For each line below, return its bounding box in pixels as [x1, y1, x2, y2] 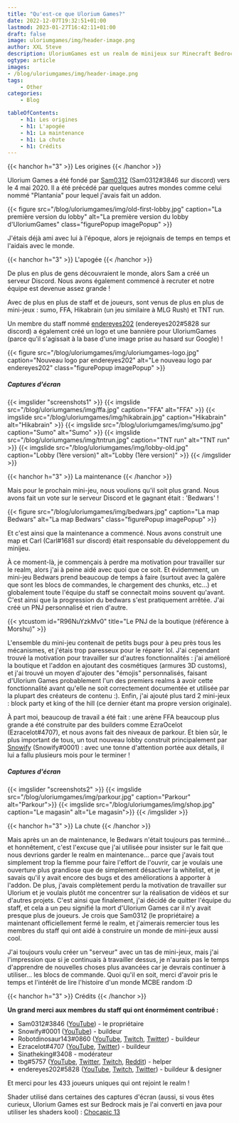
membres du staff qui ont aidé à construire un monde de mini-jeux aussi [7, 926, 219, 935]
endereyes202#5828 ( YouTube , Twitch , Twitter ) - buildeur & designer [17, 1065, 222, 1074]
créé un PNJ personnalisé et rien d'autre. [7, 603, 128, 612]
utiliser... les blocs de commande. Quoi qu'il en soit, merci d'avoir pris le [7, 970, 218, 979]
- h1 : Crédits [20, 143, 62, 150]
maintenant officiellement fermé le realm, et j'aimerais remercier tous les [7, 919, 220, 928]
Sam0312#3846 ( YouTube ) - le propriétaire [17, 1020, 144, 1028]
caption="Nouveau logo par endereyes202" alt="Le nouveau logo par [7, 356, 212, 364]
